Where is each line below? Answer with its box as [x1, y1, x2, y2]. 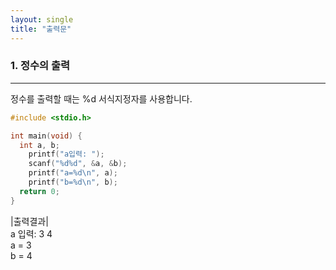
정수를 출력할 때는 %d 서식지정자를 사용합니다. [10, 92, 193, 105]
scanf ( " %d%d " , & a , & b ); [28, 159, 128, 169]
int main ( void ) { [10, 131, 83, 141]
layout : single [10, 14, 74, 25]
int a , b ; [19, 140, 60, 150]
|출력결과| [10, 215, 49, 227]
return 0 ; [19, 186, 60, 196]
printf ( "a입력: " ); [28, 149, 105, 160]
